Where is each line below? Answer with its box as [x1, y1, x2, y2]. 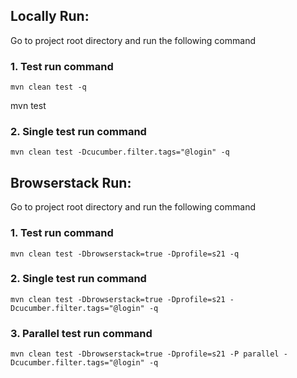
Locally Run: [10, 8, 90, 25]
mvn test [10, 100, 47, 112]
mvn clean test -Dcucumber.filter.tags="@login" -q [10, 147, 230, 158]
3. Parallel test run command [10, 326, 153, 340]
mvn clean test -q [10, 82, 87, 93]
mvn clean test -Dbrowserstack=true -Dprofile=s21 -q [10, 249, 240, 259]
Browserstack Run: [10, 174, 132, 191]
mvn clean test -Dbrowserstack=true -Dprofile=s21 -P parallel [10, 349, 280, 359]
